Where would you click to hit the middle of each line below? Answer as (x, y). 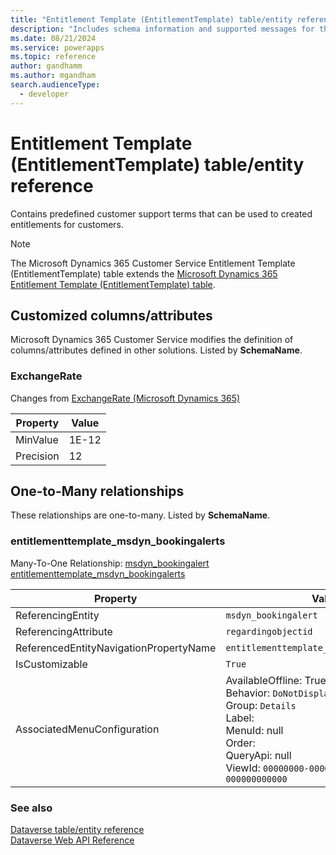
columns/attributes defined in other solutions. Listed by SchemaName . (156, 350)
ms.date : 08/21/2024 (53, 38)
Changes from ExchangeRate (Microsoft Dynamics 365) (125, 398)
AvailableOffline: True (276, 680)
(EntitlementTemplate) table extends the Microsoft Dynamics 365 (144, 273)
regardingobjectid (269, 631)
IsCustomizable (51, 664)
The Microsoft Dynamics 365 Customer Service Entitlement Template (153, 263)
